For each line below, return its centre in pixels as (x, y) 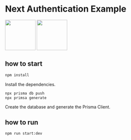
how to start (24, 64)
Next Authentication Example (66, 9)
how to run (22, 122)
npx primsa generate (26, 98)
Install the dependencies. (30, 84)
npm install (17, 75)
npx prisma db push (25, 93)
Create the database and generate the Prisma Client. (58, 107)
